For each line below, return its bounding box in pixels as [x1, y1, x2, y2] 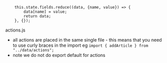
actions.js [5, 27, 25, 33]
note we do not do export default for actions [12, 52, 105, 58]
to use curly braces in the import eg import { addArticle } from [12, 42, 149, 48]
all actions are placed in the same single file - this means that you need [12, 37, 162, 43]
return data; [23, 14, 51, 19]
